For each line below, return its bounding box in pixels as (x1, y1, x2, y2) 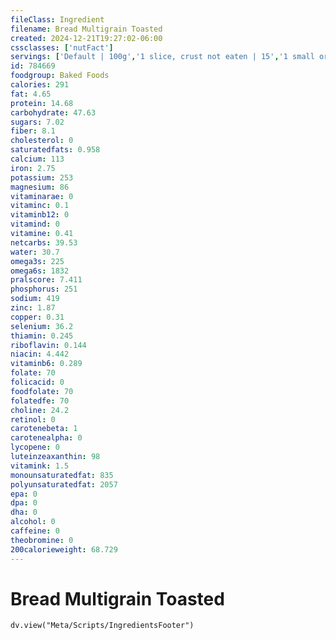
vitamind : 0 (10, 219, 60, 230)
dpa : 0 (10, 498, 38, 508)
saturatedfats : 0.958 (10, 145, 101, 155)
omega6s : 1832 (10, 266, 70, 276)
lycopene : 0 (10, 442, 60, 453)
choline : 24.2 (10, 405, 70, 415)
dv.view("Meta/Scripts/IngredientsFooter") (10, 621, 195, 631)
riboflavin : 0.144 (10, 340, 87, 350)
